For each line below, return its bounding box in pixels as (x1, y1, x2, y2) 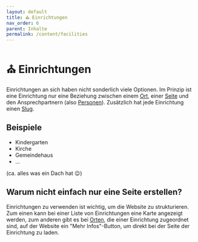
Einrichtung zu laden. (6, 229, 59, 236)
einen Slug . (6, 105, 35, 112)
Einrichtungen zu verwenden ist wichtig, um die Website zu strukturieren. (6, 203, 190, 210)
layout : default (6, 8, 47, 15)
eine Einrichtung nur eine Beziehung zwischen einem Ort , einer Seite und (6, 92, 189, 100)
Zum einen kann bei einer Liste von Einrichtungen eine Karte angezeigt (6, 209, 183, 217)
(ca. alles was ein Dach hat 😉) (6, 170, 82, 177)
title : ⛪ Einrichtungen (6, 14, 68, 21)
